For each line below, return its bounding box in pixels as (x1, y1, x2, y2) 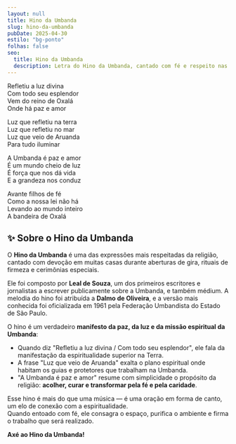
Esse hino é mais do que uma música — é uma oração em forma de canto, (7, 394, 223, 403)
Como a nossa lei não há (7, 197, 79, 206)
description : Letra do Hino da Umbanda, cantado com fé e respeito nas (13, 62, 228, 69)
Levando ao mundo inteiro (7, 204, 83, 213)
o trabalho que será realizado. (7, 417, 94, 425)
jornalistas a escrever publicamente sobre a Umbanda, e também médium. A (7, 287, 229, 295)
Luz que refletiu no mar (7, 125, 75, 133)
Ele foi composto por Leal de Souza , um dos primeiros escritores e (7, 279, 201, 288)
